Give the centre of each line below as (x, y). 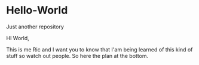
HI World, (18, 38)
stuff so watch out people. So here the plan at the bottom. (77, 56)
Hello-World (37, 10)
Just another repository (35, 27)
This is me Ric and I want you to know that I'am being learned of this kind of (99, 49)
